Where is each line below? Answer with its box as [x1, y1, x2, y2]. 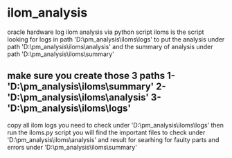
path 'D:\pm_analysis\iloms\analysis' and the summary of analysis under [7, 42, 213, 51]
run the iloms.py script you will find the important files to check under [7, 128, 206, 137]
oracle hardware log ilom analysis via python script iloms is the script [7, 28, 204, 36]
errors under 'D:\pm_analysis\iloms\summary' [7, 143, 137, 151]
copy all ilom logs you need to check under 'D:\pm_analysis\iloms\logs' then [7, 121, 224, 129]
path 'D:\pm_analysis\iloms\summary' [7, 50, 114, 58]
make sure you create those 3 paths [7, 70, 166, 82]
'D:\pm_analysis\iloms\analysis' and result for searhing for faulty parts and [7, 135, 220, 143]
